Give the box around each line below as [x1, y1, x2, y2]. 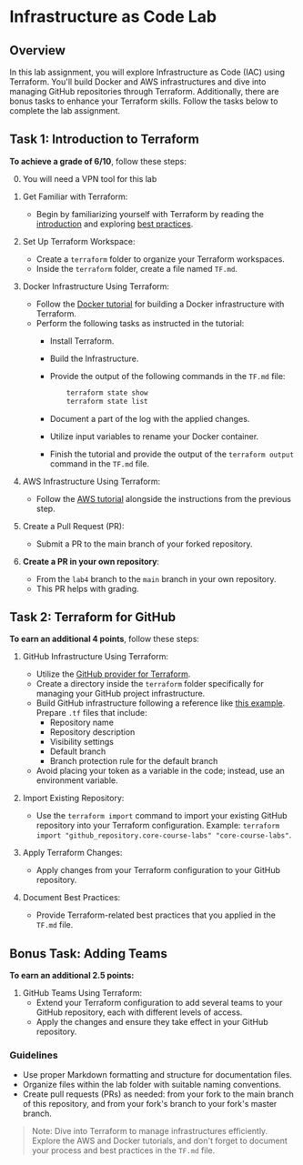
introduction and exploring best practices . [35, 218, 194, 229]
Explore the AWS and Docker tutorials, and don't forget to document [31, 1135, 288, 1147]
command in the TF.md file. [49, 457, 150, 469]
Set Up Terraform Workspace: [22, 236, 136, 246]
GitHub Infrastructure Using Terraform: [22, 651, 168, 662]
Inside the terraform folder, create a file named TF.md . [35, 263, 238, 274]
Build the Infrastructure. [49, 353, 139, 364]
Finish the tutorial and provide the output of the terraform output [49, 448, 294, 459]
